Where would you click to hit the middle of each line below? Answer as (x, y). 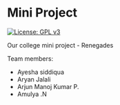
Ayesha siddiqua (40, 72)
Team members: (30, 58)
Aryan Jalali (34, 79)
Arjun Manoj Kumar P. (48, 86)
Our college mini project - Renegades (60, 45)
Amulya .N (32, 94)
